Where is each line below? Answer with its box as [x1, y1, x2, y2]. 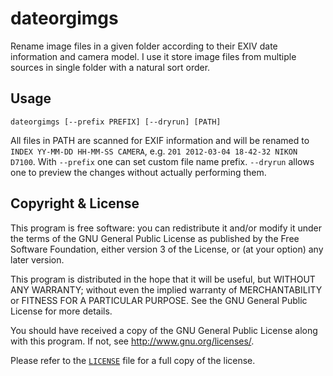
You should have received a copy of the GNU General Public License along [10, 324, 318, 336]
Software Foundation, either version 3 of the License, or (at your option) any [10, 243, 324, 255]
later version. [10, 253, 65, 266]
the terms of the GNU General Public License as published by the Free [10, 232, 300, 244]
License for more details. [10, 305, 113, 317]
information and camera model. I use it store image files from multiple [10, 50, 297, 62]
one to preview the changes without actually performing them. [10, 166, 267, 178]
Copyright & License [10, 195, 140, 212]
